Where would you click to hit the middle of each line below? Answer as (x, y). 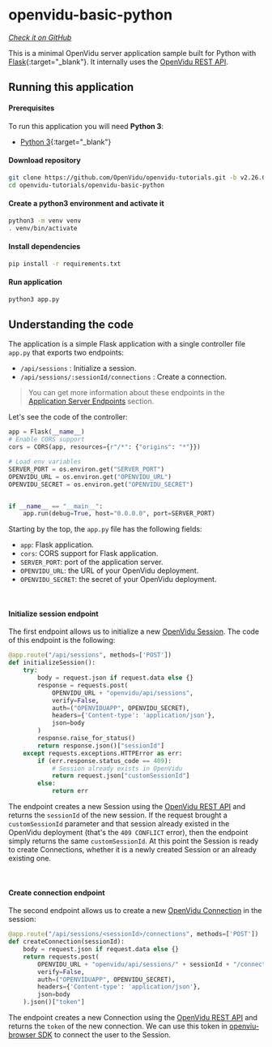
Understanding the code (71, 324)
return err (70, 791)
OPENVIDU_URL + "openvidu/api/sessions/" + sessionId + (134, 964)
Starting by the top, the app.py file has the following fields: (105, 529)
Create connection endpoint (57, 892)
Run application (36, 282)
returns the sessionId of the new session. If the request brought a (118, 815)
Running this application (71, 87)
